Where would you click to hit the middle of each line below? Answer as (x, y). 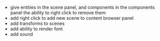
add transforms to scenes (37, 23)
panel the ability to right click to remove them (58, 13)
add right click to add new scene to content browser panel (72, 18)
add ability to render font (36, 29)
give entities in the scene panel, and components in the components (82, 7)
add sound (22, 34)
